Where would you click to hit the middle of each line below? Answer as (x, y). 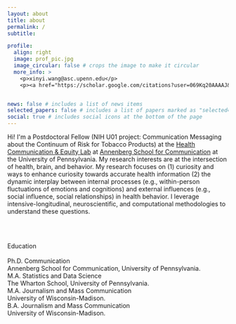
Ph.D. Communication (39, 261)
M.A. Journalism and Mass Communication (70, 291)
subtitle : (22, 33)
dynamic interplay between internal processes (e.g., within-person (104, 182)
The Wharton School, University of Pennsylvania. (78, 283)
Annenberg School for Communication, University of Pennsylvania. (104, 268)
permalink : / (26, 27)
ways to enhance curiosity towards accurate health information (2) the (109, 174)
